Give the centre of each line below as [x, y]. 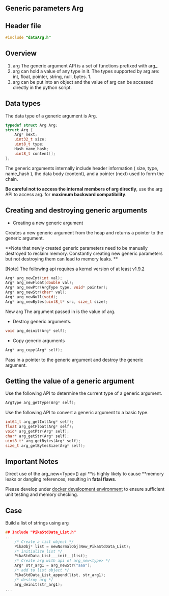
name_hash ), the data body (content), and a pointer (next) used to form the [85, 174]
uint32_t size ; [31, 139]
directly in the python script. [42, 87]
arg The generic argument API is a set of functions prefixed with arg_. [86, 65]
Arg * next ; [26, 135]
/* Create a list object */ [44, 542]
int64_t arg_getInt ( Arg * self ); [39, 422]
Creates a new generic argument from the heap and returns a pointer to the [84, 232]
